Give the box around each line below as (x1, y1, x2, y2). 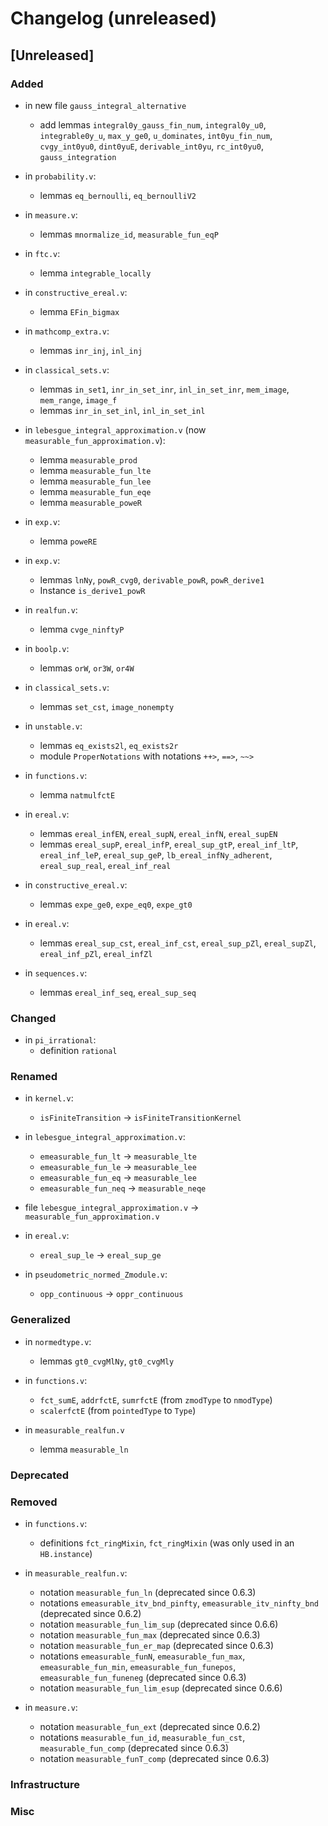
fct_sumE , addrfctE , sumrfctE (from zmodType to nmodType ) (39, 1393, 273, 1406)
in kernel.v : (24, 1092, 74, 1104)
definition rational (39, 1045, 118, 1057)
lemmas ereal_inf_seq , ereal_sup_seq (39, 986, 197, 998)
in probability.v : (24, 170, 97, 182)
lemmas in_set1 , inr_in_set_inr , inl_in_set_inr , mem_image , (39, 383, 290, 395)
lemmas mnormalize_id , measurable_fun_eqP (39, 228, 219, 240)
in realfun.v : (24, 603, 78, 616)
